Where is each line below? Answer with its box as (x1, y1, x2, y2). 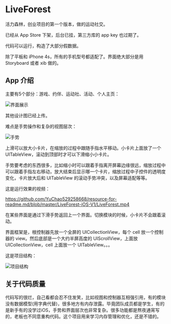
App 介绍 (5, 76, 34, 85)
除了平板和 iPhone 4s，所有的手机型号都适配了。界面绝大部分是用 (5, 53, 144, 60)
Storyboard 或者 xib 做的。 (5, 60, 62, 66)
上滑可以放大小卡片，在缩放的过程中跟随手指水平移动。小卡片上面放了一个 (5, 145, 161, 151)
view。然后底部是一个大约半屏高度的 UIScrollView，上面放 (15, 235, 138, 241)
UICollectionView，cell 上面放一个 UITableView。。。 (5, 241, 113, 248)
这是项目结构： (5, 252, 37, 258)
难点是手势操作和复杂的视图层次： (5, 123, 77, 129)
